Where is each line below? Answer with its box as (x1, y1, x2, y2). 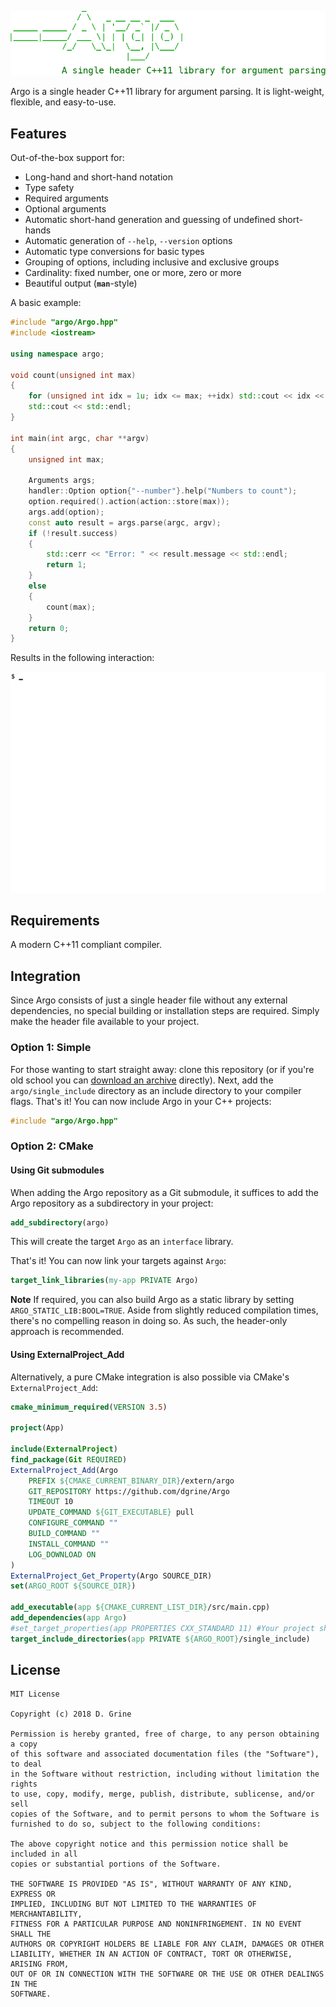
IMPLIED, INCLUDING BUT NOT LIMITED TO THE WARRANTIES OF (10, 1899, 257, 1910)
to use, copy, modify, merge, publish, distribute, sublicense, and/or (10, 1789, 315, 1800)
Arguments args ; (28, 476, 97, 486)
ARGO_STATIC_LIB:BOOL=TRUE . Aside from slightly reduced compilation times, (10, 1304, 319, 1316)
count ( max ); (46, 602, 97, 612)
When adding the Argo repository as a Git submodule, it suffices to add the (10, 1186, 319, 1198)
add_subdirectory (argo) (10, 1217, 110, 1228)
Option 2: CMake (10, 1139, 94, 1153)
